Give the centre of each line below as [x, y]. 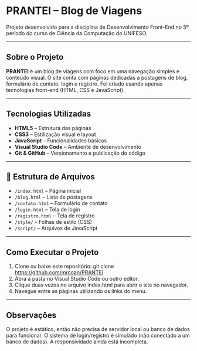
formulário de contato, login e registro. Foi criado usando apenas [84, 84]
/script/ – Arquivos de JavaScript [56, 228]
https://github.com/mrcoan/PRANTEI [59, 272]
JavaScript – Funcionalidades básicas [61, 140]
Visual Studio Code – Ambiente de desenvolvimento [78, 146]
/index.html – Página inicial [47, 191]
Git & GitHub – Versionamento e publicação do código [80, 153]
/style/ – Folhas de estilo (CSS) [53, 222]
